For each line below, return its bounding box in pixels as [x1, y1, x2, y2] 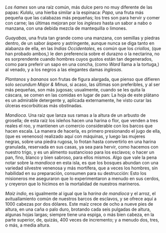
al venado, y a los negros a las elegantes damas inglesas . [5, 67, 123, 73]
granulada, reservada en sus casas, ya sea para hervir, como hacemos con [5, 144, 159, 150]
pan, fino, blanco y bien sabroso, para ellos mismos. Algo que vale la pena [5, 155, 157, 160]
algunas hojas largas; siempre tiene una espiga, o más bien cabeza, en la [5, 212, 155, 218]
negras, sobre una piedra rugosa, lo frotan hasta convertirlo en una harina [5, 139, 156, 145]
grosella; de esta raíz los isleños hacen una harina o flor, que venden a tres [5, 118, 159, 123]
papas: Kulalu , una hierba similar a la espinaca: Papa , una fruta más [5, 9, 144, 15]
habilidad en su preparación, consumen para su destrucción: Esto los [5, 170, 147, 176]
